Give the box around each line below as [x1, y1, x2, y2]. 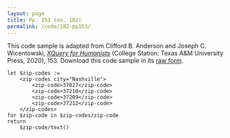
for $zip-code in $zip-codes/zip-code [7, 112, 119, 119]
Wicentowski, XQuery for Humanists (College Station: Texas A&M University [7, 49, 224, 57]
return [7, 118, 26, 125]
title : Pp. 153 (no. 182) [7, 17, 82, 23]
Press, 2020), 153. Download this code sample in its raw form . [7, 57, 184, 65]
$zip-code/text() [19, 124, 70, 131]
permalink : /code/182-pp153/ [7, 23, 91, 30]
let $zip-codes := [7, 70, 60, 77]
